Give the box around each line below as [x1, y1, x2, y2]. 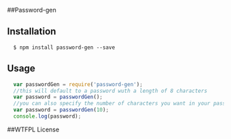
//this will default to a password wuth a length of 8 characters [13, 87, 208, 94]
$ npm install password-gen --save [13, 44, 115, 51]
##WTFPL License [7, 125, 60, 133]
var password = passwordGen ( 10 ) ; [13, 107, 109, 114]
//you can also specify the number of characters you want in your [13, 100, 211, 107]
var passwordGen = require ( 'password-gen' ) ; [13, 81, 143, 88]
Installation [7, 25, 56, 37]
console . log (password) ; [13, 113, 81, 120]
